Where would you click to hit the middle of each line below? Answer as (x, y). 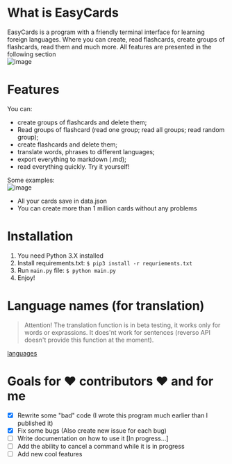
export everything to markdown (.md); (72, 159)
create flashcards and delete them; (67, 144)
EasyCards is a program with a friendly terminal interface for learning (106, 32)
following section (32, 54)
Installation (40, 237)
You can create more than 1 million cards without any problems (107, 208)
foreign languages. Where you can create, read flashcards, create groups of (116, 39)
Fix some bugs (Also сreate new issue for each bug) (92, 430)
